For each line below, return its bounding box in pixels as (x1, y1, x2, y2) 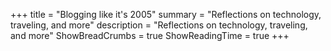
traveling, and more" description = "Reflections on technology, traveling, (10, 19, 308, 31)
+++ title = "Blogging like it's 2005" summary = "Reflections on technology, (10, 9, 322, 20)
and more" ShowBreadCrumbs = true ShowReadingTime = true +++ (10, 30, 290, 41)
